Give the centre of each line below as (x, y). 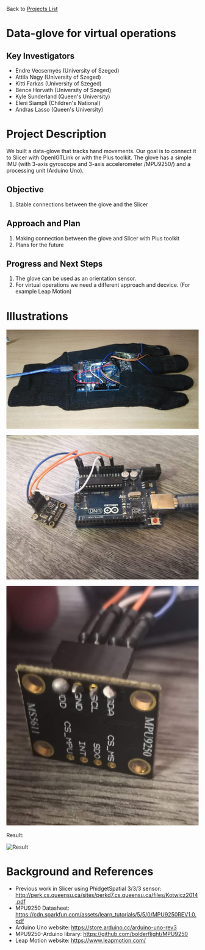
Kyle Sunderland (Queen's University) (63, 96)
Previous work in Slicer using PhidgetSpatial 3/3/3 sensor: (88, 888)
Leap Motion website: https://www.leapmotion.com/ (81, 940)
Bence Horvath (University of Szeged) (63, 90)
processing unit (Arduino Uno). (45, 170)
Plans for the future (39, 245)
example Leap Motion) (43, 292)
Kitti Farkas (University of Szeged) (58, 84)
